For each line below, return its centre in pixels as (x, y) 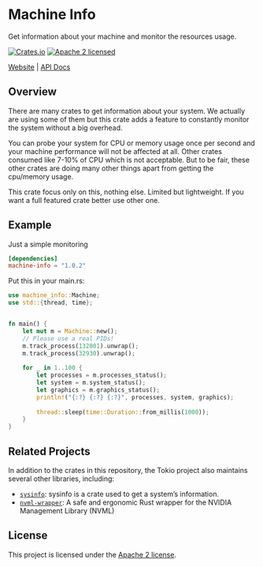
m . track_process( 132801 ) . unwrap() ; (81, 346)
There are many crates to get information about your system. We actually (127, 111)
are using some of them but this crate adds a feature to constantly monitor (129, 119)
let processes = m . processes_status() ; (102, 375)
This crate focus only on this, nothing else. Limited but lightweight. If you (126, 192)
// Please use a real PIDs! (68, 338)
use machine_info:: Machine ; (54, 295)
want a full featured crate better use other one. (84, 200)
